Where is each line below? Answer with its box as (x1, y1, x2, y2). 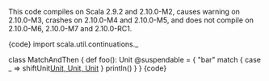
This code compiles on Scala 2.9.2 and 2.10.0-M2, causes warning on (8, 7, 241, 16)
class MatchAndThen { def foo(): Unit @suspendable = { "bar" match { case (8, 55, 261, 64)
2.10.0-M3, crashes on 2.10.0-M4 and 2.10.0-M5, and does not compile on (8, 15, 254, 25)
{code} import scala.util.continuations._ (8, 39, 139, 49)
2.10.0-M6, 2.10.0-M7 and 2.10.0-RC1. (8, 24, 132, 33)
